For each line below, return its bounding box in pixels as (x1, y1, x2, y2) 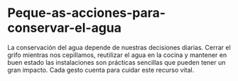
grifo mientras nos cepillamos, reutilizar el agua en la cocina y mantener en (7, 51, 227, 59)
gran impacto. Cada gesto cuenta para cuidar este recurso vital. (7, 66, 195, 74)
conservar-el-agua (7, 20, 122, 36)
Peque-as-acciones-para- (7, 5, 166, 21)
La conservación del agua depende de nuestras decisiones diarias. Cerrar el (7, 43, 231, 51)
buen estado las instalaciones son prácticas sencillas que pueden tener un (7, 58, 226, 66)
